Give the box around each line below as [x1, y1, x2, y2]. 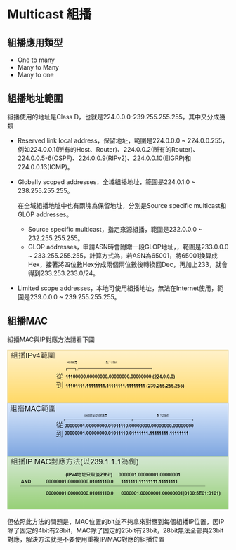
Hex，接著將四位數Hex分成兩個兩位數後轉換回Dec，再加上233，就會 [27, 260, 228, 268]
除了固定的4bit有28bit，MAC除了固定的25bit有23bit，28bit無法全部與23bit [7, 526, 223, 535]
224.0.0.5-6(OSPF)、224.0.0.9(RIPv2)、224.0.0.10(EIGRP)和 [17, 154, 192, 162]
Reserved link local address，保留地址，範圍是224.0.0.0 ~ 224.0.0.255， [17, 136, 229, 145]
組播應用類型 [7, 37, 63, 48]
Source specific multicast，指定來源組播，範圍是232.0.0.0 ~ [27, 225, 203, 233]
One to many [17, 55, 55, 64]
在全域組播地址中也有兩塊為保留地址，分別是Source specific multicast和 [17, 201, 227, 209]
